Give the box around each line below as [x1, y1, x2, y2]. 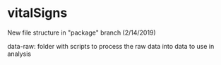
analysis [7, 49, 32, 58]
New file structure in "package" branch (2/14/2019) [7, 28, 157, 37]
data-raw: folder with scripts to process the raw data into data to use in [7, 42, 215, 50]
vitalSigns [7, 5, 68, 21]
